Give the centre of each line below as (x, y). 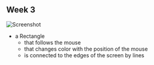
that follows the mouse (53, 42)
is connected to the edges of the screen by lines (84, 55)
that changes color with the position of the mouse (86, 49)
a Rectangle (30, 36)
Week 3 (21, 10)
